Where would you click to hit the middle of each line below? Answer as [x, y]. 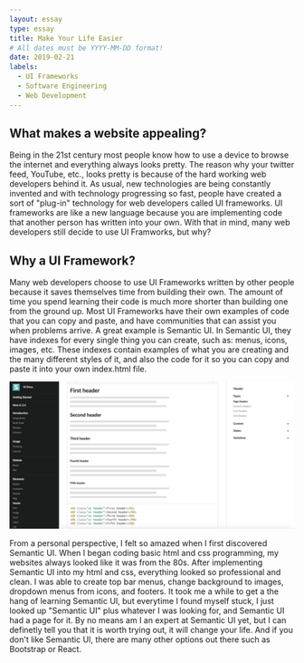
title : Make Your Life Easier [66, 38]
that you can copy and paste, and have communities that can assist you [143, 321]
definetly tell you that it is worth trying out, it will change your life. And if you [152, 630]
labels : [24, 67]
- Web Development [52, 95]
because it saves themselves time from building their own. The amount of [146, 292]
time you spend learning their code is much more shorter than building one [149, 302]
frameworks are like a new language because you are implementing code [146, 213]
